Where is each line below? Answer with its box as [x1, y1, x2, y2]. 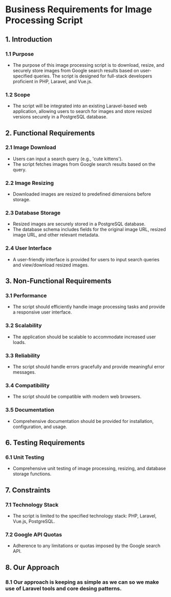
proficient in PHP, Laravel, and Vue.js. [12, 78, 93, 84]
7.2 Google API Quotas [5, 531, 62, 538]
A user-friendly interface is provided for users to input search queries [12, 256, 160, 262]
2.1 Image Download [5, 144, 56, 151]
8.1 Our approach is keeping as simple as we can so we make [5, 579, 159, 586]
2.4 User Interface [5, 245, 52, 252]
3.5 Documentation [5, 407, 55, 414]
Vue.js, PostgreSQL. [12, 518, 55, 524]
